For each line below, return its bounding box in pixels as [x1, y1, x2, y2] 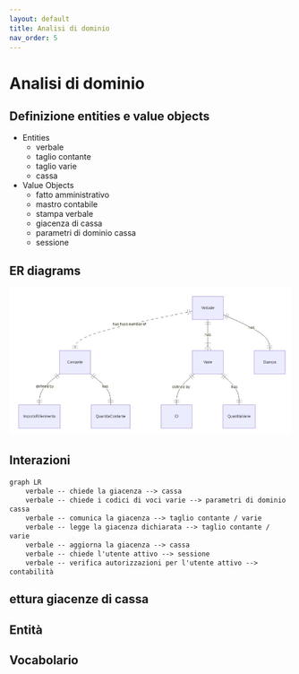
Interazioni [9, 453, 71, 468]
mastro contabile [35, 199, 98, 210]
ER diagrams [9, 263, 81, 278]
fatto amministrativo [35, 189, 110, 201]
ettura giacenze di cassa [9, 592, 149, 607]
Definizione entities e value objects [9, 108, 210, 124]
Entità [9, 622, 43, 637]
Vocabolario [9, 652, 79, 668]
